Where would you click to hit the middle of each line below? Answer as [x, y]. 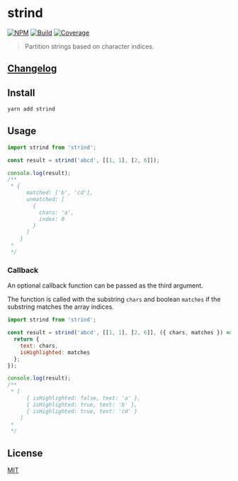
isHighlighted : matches [55, 352]
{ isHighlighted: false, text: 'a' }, [83, 398]
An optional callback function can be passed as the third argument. [105, 285]
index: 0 [52, 219]
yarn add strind [31, 109]
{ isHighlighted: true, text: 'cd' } [82, 411]
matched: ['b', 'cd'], [59, 193]
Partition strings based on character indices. [89, 46]
